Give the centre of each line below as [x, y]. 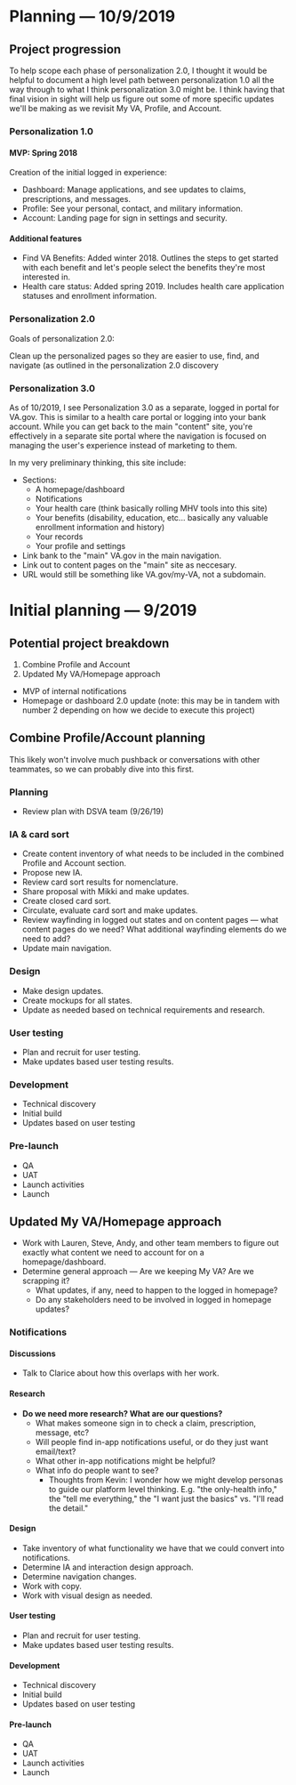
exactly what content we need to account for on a [113, 1253]
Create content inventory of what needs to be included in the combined [153, 854]
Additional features [46, 238]
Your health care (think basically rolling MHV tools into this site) [152, 508]
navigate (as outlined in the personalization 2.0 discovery [114, 365]
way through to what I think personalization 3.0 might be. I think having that [147, 89]
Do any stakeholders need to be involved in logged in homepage [153, 1300]
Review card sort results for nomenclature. [100, 882]
